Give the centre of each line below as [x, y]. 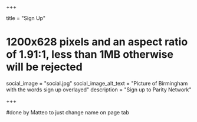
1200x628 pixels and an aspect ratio [97, 42]
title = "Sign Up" [26, 18]
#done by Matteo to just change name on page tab [68, 112]
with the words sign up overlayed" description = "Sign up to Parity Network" [99, 90]
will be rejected [44, 67]
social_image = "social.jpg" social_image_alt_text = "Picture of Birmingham [97, 83]
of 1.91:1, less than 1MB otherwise [90, 55]
